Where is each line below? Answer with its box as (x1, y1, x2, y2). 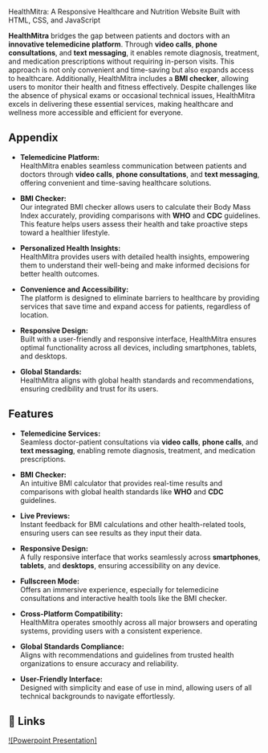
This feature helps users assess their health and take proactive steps (19, 219, 249, 228)
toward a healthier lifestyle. (19, 227, 111, 237)
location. (19, 309, 50, 320)
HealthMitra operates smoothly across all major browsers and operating (19, 617, 258, 627)
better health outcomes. (19, 268, 100, 278)
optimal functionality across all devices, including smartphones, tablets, (19, 342, 257, 352)
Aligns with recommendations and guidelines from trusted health (19, 650, 234, 660)
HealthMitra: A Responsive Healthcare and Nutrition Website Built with (8, 7, 241, 16)
